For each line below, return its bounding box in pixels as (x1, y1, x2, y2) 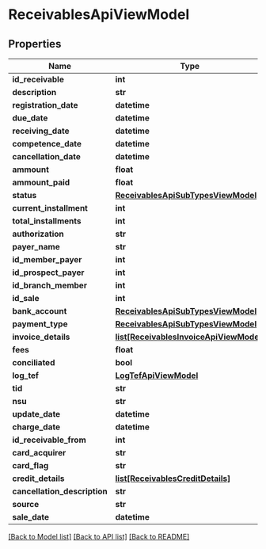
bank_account (12, 306, 67, 316)
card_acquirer (12, 448, 66, 458)
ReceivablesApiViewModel (8, 6, 190, 24)
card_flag (12, 460, 49, 471)
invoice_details (12, 331, 70, 342)
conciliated (12, 357, 55, 368)
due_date (12, 112, 48, 124)
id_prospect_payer (12, 267, 85, 278)
